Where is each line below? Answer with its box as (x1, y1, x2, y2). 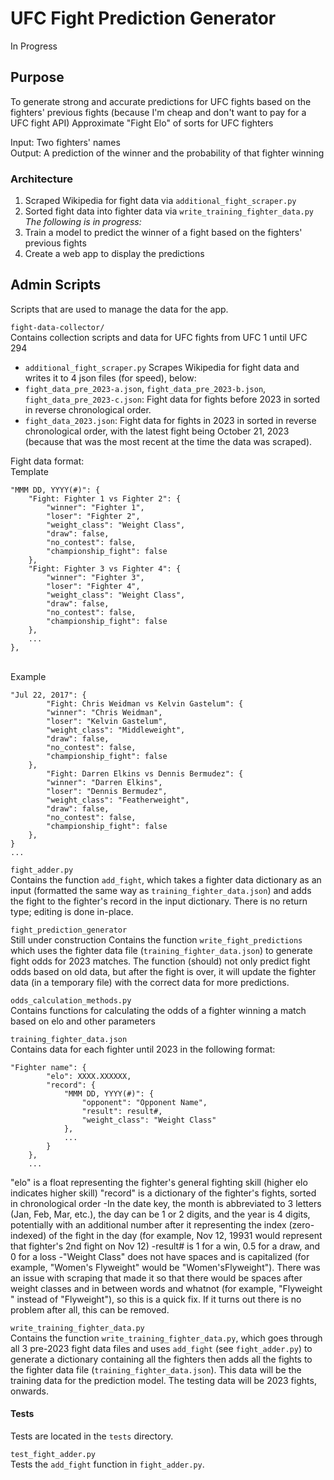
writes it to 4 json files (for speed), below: (24, 372, 197, 384)
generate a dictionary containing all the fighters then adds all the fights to (10, 1353, 313, 1365)
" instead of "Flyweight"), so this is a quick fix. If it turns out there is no (10, 1293, 302, 1305)
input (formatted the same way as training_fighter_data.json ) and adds (10, 884, 312, 896)
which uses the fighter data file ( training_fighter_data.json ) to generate (10, 944, 313, 956)
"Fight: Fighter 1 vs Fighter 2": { (28, 493, 182, 504)
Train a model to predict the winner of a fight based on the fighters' (24, 227, 303, 239)
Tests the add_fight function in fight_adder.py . (10, 1458, 205, 1471)
